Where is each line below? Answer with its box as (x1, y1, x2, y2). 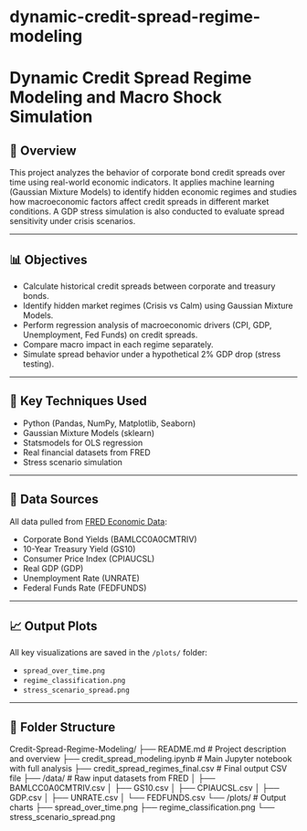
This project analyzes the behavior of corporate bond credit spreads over (9, 167, 286, 178)
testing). (22, 358, 55, 369)
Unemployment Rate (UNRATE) (22, 572, 140, 583)
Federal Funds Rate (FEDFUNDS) (22, 582, 147, 593)
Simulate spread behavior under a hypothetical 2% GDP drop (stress (22, 349, 281, 359)
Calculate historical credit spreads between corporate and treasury (22, 281, 276, 292)
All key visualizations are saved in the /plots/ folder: (9, 647, 208, 658)
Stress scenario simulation (22, 456, 123, 467)
